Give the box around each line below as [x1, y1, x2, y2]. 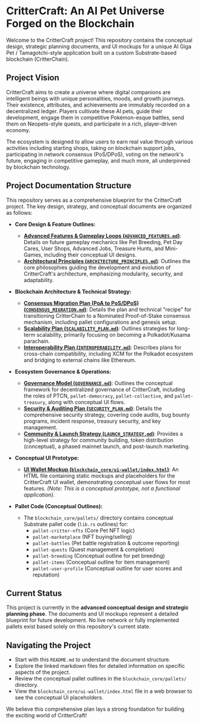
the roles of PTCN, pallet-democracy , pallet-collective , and [23, 392, 173, 399]
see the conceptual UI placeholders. [14, 694, 104, 701]
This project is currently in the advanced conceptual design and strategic [6, 604, 189, 611]
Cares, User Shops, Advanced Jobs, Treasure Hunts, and [23, 245, 164, 252]
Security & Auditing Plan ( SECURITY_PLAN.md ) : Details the [23, 405, 162, 412]
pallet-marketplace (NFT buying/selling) [32, 533, 132, 540]
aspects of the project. [14, 668, 71, 676]
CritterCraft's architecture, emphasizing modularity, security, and [23, 270, 183, 277]
